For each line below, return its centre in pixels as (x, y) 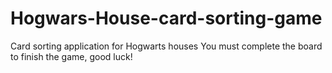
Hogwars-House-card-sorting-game (166, 18)
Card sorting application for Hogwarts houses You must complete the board (166, 46)
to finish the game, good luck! (71, 56)
